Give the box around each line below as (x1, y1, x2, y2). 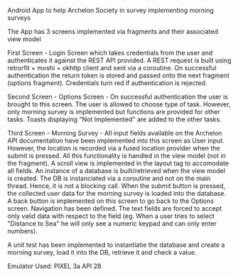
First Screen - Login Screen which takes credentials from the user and (7, 49, 213, 57)
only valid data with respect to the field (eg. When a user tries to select (7, 212, 215, 220)
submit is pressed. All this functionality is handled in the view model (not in (7, 152, 226, 160)
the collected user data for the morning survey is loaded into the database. (7, 189, 226, 197)
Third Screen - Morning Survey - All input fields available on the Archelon (7, 129, 222, 137)
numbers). (7, 227, 38, 235)
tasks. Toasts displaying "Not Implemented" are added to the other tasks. (7, 115, 222, 123)
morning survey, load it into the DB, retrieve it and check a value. (7, 248, 197, 256)
